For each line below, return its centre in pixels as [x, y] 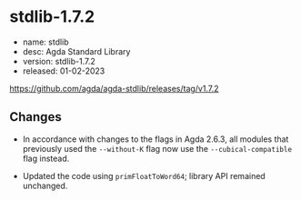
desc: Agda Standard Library [76, 51]
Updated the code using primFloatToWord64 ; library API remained [144, 175]
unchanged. [45, 185]
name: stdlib [46, 42]
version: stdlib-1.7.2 [59, 61]
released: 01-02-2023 [64, 71]
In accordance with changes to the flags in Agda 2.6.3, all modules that [156, 139]
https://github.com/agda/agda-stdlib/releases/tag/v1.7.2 [115, 88]
